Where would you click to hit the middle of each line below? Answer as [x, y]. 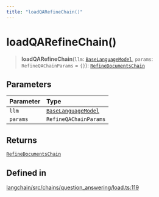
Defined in [26, 173]
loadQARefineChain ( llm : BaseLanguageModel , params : [87, 59]
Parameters [29, 84]
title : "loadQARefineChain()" [45, 12]
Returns [22, 140]
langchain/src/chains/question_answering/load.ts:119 [72, 187]
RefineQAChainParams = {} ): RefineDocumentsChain [83, 65]
